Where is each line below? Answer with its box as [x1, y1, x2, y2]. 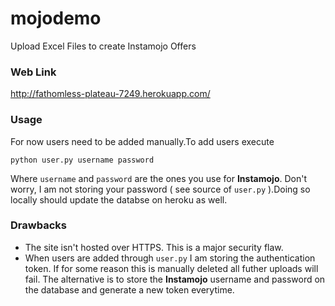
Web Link [10, 65, 57, 79]
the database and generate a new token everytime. [24, 283, 235, 296]
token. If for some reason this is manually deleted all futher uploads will [24, 262, 319, 274]
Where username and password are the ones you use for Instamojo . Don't [10, 172, 308, 184]
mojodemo [10, 7, 102, 30]
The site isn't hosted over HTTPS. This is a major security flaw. [24, 241, 284, 253]
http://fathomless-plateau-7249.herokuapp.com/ [10, 88, 211, 100]
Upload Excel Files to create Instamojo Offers [10, 40, 197, 52]
